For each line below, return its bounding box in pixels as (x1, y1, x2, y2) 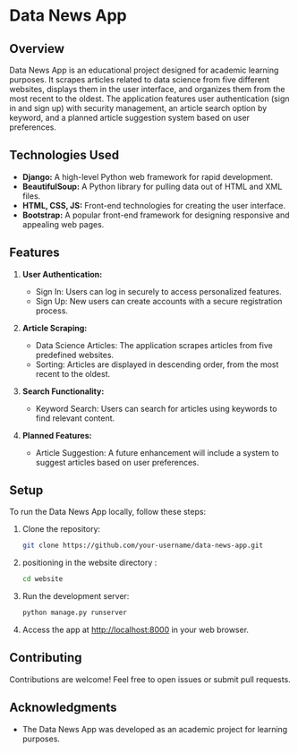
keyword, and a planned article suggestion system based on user (9, 113, 251, 123)
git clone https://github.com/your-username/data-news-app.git (21, 541, 264, 551)
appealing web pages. (21, 218, 105, 229)
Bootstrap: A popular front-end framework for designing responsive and (21, 210, 290, 220)
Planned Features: (21, 430, 92, 441)
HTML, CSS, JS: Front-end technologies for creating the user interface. (21, 200, 286, 210)
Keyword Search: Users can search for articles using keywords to (35, 403, 277, 414)
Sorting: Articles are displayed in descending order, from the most (35, 359, 279, 370)
